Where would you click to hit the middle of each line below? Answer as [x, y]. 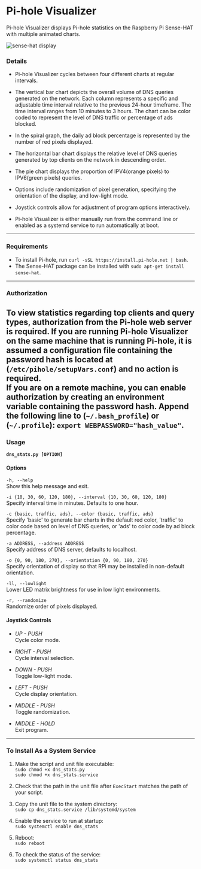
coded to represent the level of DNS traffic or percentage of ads [94, 117]
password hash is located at [60, 360]
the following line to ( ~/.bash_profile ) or [83, 415]
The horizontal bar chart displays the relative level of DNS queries [96, 153]
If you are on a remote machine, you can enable [96, 387]
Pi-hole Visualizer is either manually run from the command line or [96, 219]
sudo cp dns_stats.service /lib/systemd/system [75, 810]
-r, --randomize [26, 601]
